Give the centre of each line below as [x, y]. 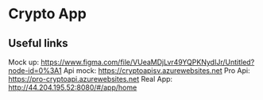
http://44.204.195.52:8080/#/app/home [73, 87]
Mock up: [24, 62]
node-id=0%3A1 [35, 71]
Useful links [39, 43]
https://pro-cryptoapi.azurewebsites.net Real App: [91, 79]
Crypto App [48, 14]
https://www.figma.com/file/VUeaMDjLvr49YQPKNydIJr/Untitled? [148, 62]
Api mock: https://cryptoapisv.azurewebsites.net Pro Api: [157, 71]
